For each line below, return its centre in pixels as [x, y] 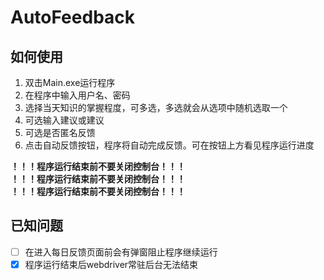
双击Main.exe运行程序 [70, 82]
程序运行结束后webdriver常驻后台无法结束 [111, 264]
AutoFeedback [73, 17]
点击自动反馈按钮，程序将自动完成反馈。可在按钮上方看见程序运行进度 [169, 145]
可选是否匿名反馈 [60, 132]
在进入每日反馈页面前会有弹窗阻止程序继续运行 [121, 252]
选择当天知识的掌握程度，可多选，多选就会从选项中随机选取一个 [156, 107]
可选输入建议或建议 [64, 120]
